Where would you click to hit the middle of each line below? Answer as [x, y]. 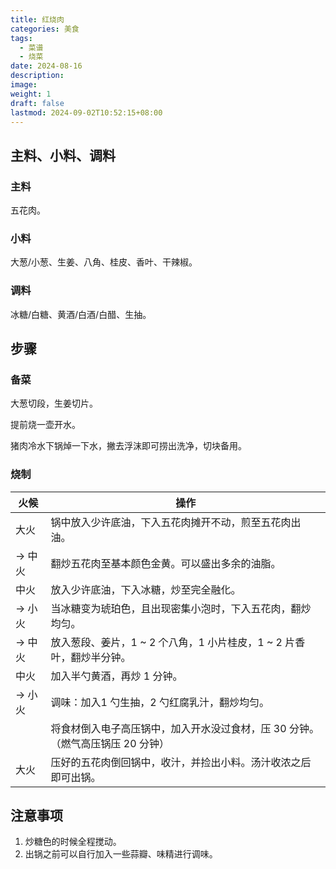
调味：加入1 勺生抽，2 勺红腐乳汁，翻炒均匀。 [160, 702]
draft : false [37, 103]
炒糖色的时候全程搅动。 [73, 842]
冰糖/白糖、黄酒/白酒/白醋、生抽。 [81, 314]
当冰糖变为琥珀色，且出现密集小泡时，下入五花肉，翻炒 [181, 608]
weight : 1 [31, 94]
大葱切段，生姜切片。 [54, 403]
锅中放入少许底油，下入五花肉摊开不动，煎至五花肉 [171, 522]
